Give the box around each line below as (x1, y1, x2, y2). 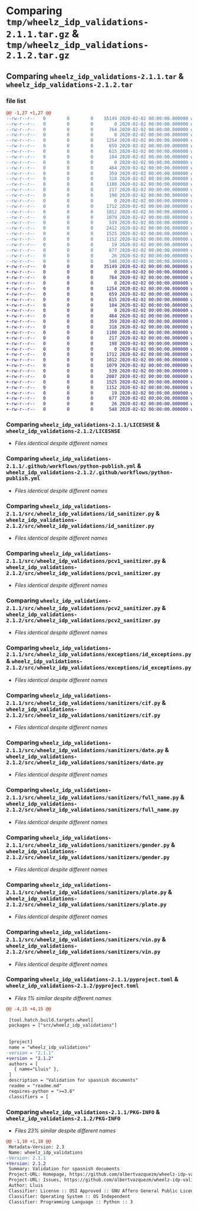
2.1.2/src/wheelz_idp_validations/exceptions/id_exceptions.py (6, 664, 192, 671)
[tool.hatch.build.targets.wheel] (8, 1017, 94, 1023)
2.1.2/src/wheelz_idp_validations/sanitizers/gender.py (6, 854, 170, 860)
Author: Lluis (8, 1183, 44, 1189)
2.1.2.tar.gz (6, 50, 70, 61)
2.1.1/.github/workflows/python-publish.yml (6, 463, 136, 470)
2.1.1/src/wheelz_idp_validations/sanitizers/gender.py (6, 841, 170, 848)
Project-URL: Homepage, (8, 1171, 67, 1177)
